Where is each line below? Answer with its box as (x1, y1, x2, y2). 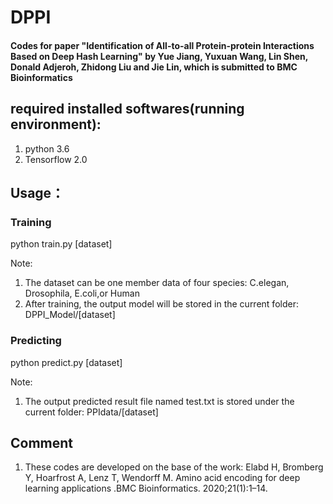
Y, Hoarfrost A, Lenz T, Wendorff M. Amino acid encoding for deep (24, 472, 301, 484)
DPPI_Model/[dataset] (24, 309, 116, 321)
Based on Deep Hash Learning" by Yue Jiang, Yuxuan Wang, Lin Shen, (10, 50, 309, 62)
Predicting (10, 334, 62, 348)
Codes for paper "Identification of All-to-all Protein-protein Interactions (10, 39, 315, 51)
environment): (10, 116, 102, 133)
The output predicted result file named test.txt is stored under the (24, 395, 295, 407)
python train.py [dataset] (10, 238, 113, 250)
